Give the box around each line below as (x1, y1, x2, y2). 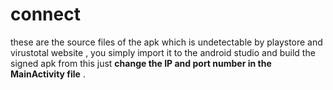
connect (10, 3, 81, 26)
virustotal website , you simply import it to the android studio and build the (10, 46, 316, 58)
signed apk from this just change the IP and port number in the (10, 57, 272, 69)
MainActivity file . (10, 68, 86, 80)
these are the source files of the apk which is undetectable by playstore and (10, 36, 323, 48)
